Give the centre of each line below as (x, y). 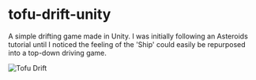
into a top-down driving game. (57, 53)
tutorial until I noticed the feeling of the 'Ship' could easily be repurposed (127, 44)
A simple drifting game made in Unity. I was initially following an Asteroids (128, 36)
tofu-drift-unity (60, 15)
